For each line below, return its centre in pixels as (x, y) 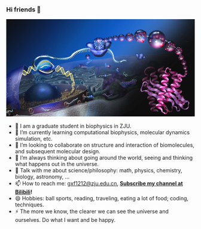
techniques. (29, 205)
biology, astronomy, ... (42, 177)
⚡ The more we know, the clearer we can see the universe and (92, 212)
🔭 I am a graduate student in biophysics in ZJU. (73, 126)
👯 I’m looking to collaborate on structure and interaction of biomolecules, (104, 145)
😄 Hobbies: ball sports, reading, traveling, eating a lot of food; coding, (102, 199)
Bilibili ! (24, 192)
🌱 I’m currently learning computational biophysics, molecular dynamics (102, 132)
